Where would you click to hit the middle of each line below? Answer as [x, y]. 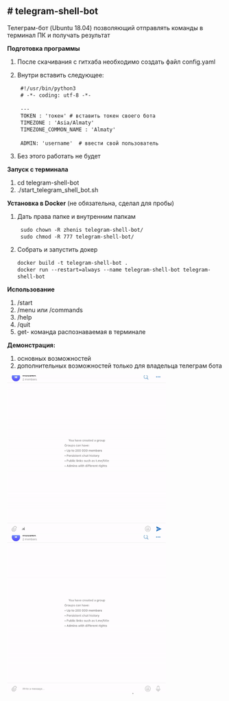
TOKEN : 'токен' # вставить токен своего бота [88, 116]
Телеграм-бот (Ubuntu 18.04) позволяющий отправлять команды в [105, 27]
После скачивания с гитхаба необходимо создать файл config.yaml [116, 62]
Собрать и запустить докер [57, 249]
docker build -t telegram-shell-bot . [72, 263]
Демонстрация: [32, 345]
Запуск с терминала [38, 169]
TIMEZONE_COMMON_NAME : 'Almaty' [68, 130]
